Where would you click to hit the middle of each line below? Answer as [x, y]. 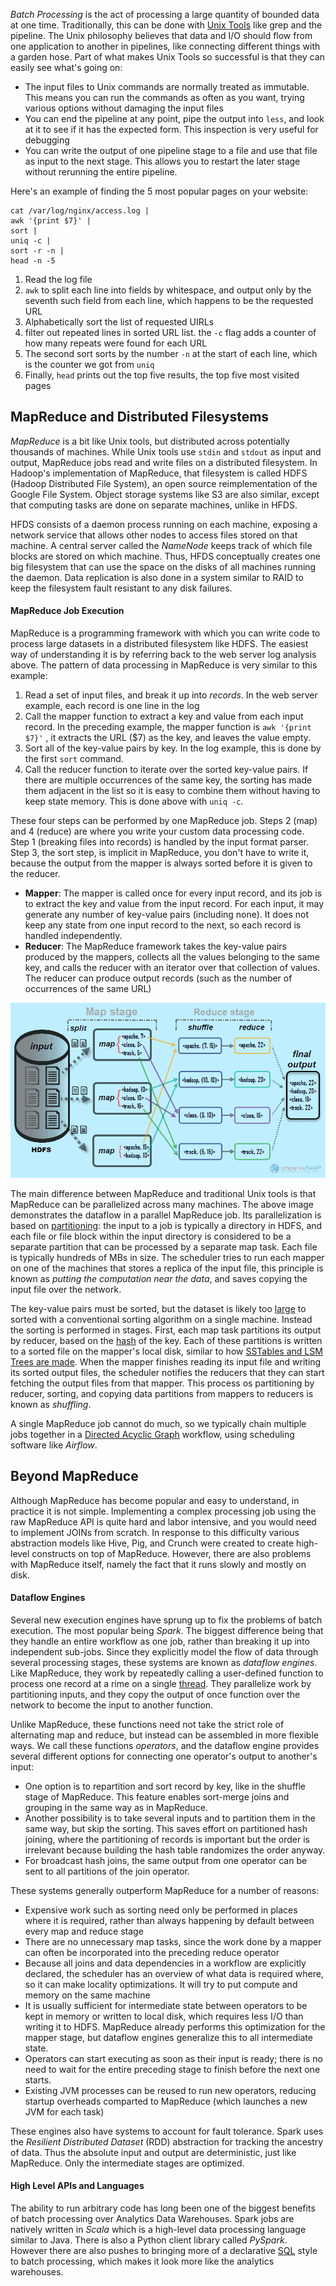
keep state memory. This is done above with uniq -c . [134, 801]
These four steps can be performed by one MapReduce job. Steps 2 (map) [164, 821]
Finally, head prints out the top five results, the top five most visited [162, 375]
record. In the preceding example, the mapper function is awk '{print [168, 727]
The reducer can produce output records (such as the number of [158, 978]
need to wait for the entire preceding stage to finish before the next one [172, 2069]
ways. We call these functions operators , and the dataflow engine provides [165, 1745]
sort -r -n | [37, 251]
